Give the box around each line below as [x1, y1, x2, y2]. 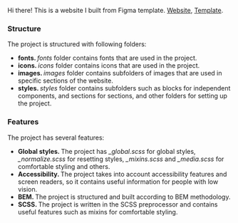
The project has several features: [7, 133, 105, 142]
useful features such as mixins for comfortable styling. [17, 207, 178, 216]
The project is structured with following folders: [7, 40, 147, 48]
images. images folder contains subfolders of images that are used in [17, 69, 222, 78]
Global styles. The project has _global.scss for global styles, [17, 147, 196, 155]
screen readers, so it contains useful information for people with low [17, 177, 219, 186]
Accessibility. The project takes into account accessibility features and [17, 170, 227, 178]
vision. [17, 185, 38, 193]
